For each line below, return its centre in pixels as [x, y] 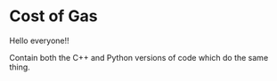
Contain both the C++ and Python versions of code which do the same [139, 57]
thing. [20, 67]
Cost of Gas [53, 16]
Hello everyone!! [39, 40]
